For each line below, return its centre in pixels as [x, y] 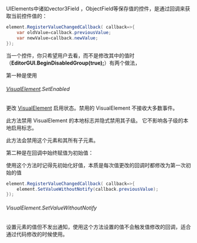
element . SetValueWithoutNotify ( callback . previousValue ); [88, 189]
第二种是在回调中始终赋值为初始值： [50, 153]
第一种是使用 [21, 75]
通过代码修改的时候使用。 [37, 234]
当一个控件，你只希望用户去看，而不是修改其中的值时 [70, 55]
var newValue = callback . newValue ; [57, 38]
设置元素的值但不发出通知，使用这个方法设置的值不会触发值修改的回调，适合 [98, 227]
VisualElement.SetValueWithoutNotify [52, 208]
